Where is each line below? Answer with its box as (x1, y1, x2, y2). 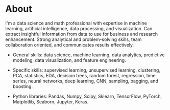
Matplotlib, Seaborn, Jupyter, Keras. (12, 98, 89, 105)
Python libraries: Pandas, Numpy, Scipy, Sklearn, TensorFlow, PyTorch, (12, 93, 162, 99)
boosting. (12, 83, 33, 90)
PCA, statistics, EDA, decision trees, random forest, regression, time (12, 72, 156, 78)
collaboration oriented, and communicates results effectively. (5, 41, 134, 48)
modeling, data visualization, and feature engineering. (12, 57, 126, 63)
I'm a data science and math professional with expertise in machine (5, 20, 147, 26)
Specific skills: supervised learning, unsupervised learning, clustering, (12, 67, 161, 73)
